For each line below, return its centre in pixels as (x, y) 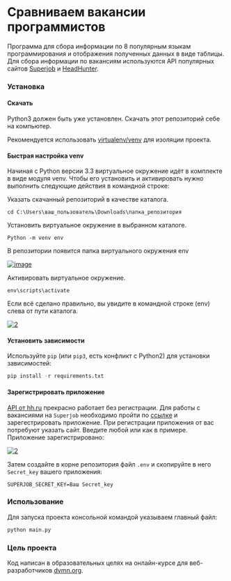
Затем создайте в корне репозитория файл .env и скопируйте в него (109, 464)
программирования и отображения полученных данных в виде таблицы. (116, 54)
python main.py (29, 530)
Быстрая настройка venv (46, 156)
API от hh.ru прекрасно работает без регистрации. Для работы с (104, 407)
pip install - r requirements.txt (56, 376)
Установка (26, 86)
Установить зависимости (46, 340)
